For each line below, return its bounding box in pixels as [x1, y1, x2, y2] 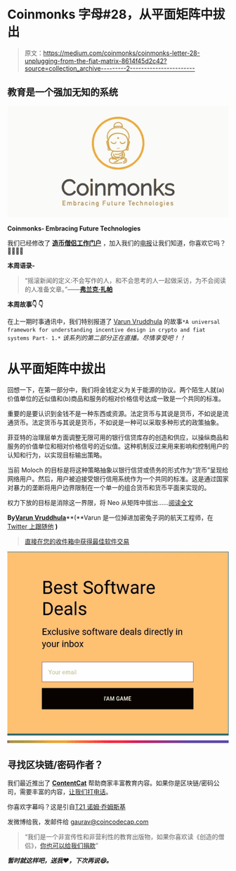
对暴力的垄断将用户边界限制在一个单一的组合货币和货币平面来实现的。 [7, 483, 211, 492]
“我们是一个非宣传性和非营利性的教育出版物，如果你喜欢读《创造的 [24, 833, 218, 841]
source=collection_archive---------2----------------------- [24, 64, 195, 73]
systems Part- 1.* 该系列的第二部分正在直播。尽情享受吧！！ [7, 333, 186, 342]
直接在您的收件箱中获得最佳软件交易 [24, 537, 130, 545]
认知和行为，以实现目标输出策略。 [7, 451, 106, 459]
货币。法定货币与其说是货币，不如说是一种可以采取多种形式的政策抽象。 [13, 418, 223, 427]
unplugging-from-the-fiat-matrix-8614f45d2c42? [24, 56, 167, 65]
